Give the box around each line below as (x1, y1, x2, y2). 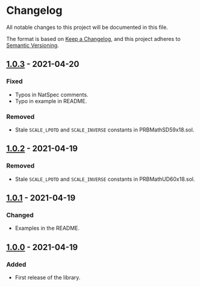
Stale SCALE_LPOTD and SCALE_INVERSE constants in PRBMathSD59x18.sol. (14, 126, 195, 133)
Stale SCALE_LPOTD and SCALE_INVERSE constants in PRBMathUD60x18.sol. (14, 175, 195, 183)
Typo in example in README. (14, 97, 87, 104)
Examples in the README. (14, 224, 80, 232)
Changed (6, 210, 34, 219)
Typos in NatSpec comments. (14, 91, 89, 98)
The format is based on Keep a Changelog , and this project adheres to (6, 35, 181, 42)
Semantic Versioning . (6, 42, 59, 49)
